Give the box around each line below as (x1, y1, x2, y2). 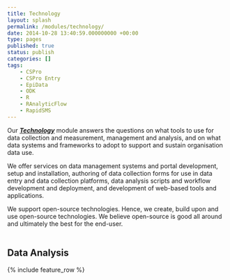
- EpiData (20, 81, 49, 88)
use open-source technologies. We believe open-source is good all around (7, 212, 222, 220)
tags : (7, 62, 23, 69)
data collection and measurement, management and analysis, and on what (7, 133, 221, 142)
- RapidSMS (20, 107, 52, 114)
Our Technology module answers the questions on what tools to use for (7, 126, 215, 134)
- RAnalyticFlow (20, 101, 68, 108)
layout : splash (7, 17, 52, 24)
